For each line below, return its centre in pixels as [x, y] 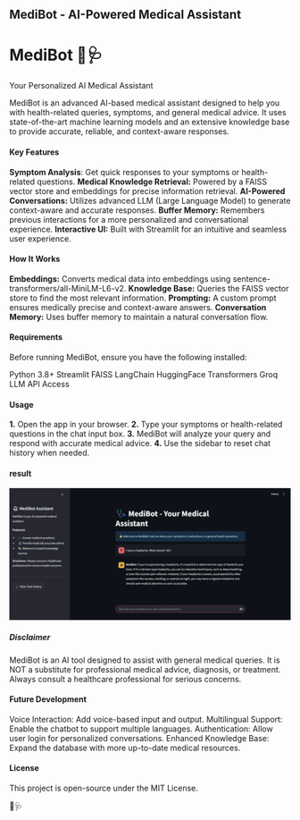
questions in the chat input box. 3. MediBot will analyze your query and [140, 434]
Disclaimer [30, 638]
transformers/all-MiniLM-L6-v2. [68, 288]
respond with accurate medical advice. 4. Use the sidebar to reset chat [140, 444]
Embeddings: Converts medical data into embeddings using [120, 279]
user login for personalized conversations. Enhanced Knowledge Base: [139, 738]
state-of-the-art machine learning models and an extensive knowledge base [150, 122]
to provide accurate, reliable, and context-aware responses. [119, 131]
